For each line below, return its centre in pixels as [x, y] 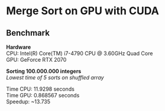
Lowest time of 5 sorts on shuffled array [55, 77]
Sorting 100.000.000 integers [44, 71]
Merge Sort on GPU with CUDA [83, 11]
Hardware [19, 47]
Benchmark [28, 33]
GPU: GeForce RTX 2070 [36, 60]
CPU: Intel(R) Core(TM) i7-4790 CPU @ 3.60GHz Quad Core [80, 53]
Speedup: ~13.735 [28, 102]
